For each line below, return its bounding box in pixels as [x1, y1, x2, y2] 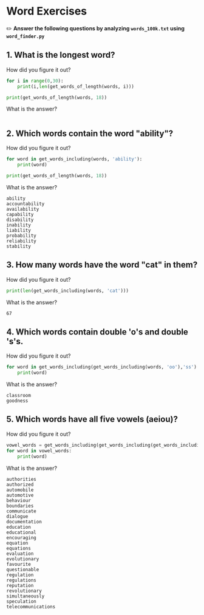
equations [6, 545, 32, 551]
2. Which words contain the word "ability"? [6, 128, 174, 138]
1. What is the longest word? [6, 50, 115, 60]
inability [6, 222, 32, 228]
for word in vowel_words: [6, 447, 72, 454]
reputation [6, 582, 34, 588]
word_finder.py [6, 33, 45, 39]
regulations [6, 577, 36, 583]
